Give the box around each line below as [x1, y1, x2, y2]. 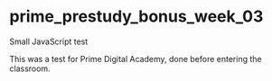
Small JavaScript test [9, 36, 89, 47]
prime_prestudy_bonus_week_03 [9, 6, 264, 27]
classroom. [9, 63, 52, 74]
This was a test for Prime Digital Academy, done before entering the [9, 53, 262, 64]
